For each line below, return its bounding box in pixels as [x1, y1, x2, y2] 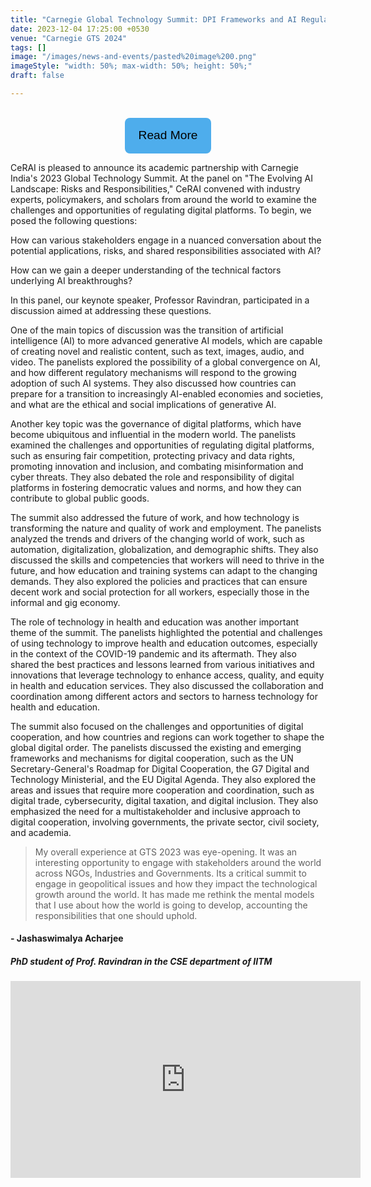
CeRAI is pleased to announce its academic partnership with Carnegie [10, 161, 299, 173]
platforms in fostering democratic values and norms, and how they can [10, 481, 302, 493]
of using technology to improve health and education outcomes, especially [10, 637, 318, 649]
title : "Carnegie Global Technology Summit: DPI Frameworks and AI [10, 14, 298, 25]
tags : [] [10, 42, 47, 53]
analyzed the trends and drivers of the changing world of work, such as [10, 532, 305, 545]
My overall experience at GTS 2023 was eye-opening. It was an [34, 846, 298, 858]
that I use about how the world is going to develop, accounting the [34, 899, 308, 911]
